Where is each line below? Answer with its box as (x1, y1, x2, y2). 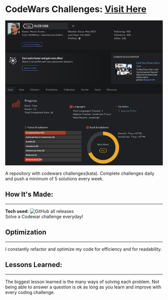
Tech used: (5, 208, 29, 214)
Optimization (5, 228, 46, 236)
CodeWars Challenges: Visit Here (5, 4, 146, 15)
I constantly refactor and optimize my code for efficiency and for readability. (5, 246, 162, 252)
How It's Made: (5, 190, 53, 199)
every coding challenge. (5, 289, 55, 295)
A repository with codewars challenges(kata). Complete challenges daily (5, 170, 154, 176)
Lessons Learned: (5, 260, 62, 269)
